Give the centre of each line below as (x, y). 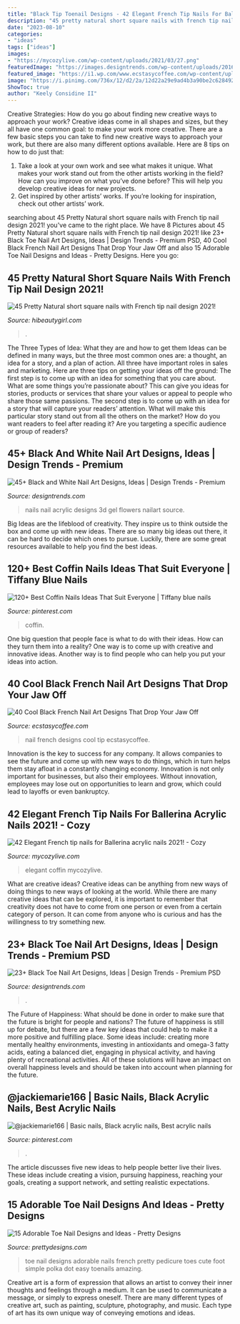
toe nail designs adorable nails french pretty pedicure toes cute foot (125, 1260)
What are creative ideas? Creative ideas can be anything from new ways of (118, 884)
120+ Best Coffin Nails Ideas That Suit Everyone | (119, 569)
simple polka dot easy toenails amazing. (84, 1268)
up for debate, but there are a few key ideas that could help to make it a (112, 1029)
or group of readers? (38, 431)
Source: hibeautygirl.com (45, 320)
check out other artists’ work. (61, 204)
